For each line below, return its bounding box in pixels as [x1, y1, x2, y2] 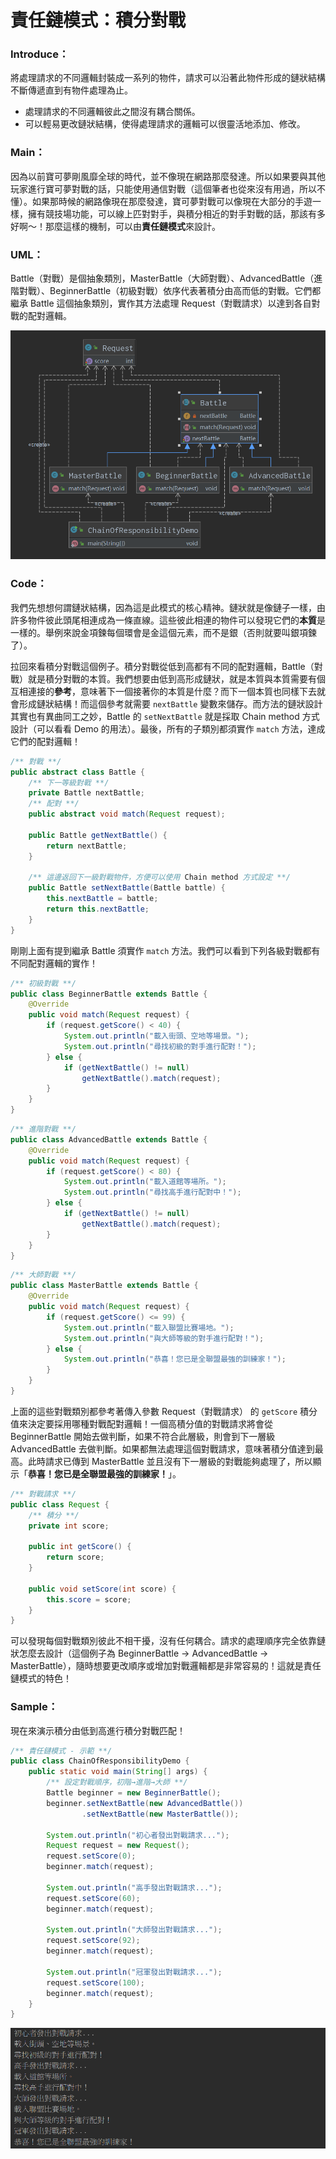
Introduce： [10, 47, 70, 61]
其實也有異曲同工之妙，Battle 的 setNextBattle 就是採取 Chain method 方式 [10, 710, 320, 722]
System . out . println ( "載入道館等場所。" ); [63, 1177, 227, 1187]
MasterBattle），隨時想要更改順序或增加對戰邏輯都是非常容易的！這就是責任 [10, 1660, 322, 1672]
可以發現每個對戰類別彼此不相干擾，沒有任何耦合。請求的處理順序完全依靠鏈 [10, 1635, 326, 1647]
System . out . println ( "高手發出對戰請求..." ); [46, 1882, 223, 1893]
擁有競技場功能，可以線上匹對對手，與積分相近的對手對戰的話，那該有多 [27, 207, 326, 220]
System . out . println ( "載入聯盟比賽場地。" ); [63, 1322, 235, 1333]
